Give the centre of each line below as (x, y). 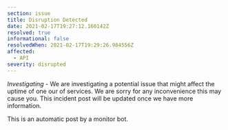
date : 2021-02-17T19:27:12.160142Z (58, 26)
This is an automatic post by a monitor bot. (68, 119)
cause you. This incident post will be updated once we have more (100, 98)
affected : (21, 52)
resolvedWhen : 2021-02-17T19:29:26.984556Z (71, 45)
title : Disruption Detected (48, 20)
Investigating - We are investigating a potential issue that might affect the (111, 83)
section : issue (29, 13)
